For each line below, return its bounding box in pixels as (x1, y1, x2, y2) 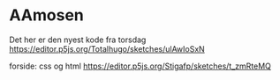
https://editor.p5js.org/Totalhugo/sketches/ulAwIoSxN (9, 43, 205, 54)
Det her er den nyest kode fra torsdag (9, 34, 147, 45)
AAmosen (9, 5, 84, 25)
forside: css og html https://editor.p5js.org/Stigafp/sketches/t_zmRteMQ (9, 61, 272, 71)
